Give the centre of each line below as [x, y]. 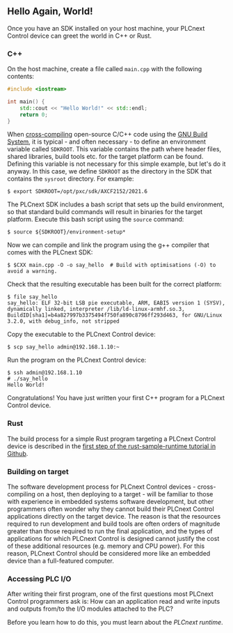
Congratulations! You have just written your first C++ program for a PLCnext [116, 398]
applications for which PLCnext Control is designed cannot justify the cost [113, 539]
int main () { [26, 101]
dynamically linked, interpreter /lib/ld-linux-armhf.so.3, [96, 310]
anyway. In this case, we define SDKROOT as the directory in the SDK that [110, 171]
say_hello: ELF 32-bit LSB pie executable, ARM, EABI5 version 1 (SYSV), [116, 303]
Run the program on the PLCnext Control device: [77, 360]
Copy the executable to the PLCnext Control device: [81, 335]
